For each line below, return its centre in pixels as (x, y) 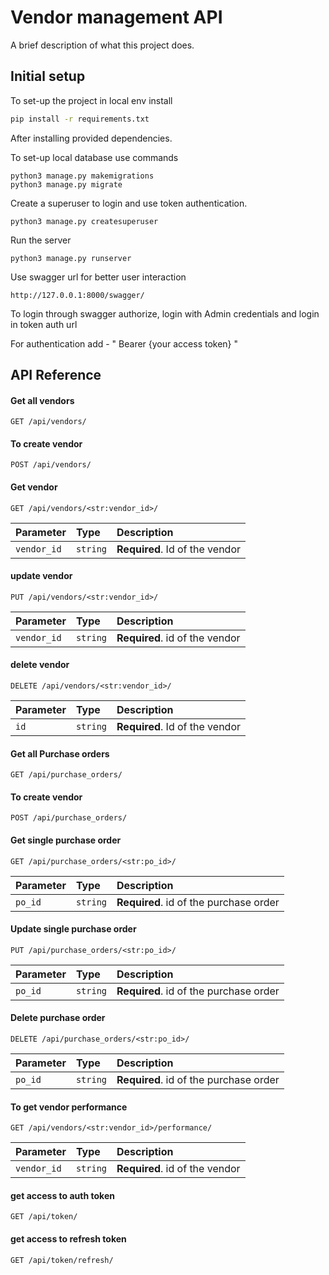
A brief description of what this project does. (102, 45)
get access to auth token (62, 1195)
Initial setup (48, 76)
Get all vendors (42, 400)
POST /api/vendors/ (51, 465)
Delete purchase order (58, 1018)
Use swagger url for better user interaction (98, 277)
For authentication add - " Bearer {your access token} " (124, 343)
